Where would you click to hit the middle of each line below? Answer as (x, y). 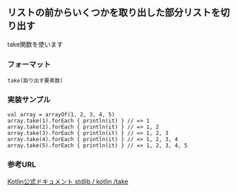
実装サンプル (29, 100)
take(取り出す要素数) (35, 81)
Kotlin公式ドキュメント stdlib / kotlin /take (68, 181)
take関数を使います (35, 44)
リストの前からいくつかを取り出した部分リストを (114, 13)
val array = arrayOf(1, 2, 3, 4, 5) (61, 115)
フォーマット (29, 64)
